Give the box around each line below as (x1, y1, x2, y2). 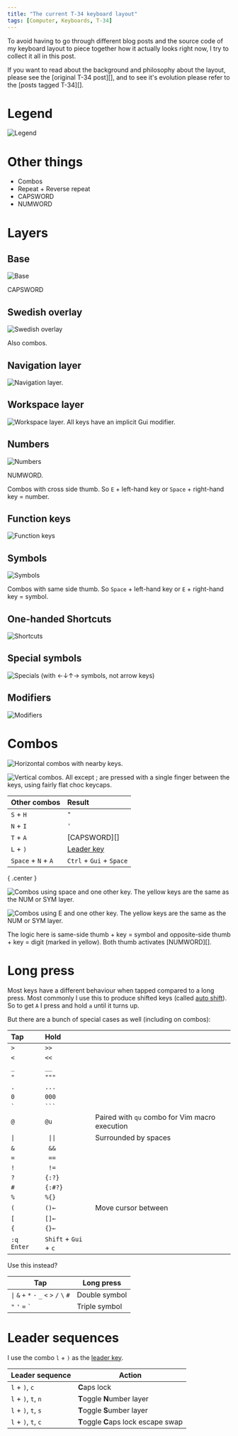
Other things (7, 153, 84, 170)
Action (119, 1370, 142, 1380)
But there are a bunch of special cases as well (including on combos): (7, 1015, 211, 1023)
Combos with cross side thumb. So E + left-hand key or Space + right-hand (7, 485, 225, 493)
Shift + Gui (45, 1233, 83, 1243)
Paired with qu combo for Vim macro (95, 1112, 216, 1122)
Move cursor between (95, 1202, 169, 1212)
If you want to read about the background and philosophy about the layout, (7, 65, 226, 74)
